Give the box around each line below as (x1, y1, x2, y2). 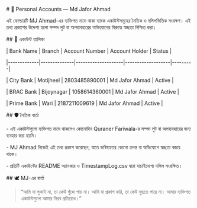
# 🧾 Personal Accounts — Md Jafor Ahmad (6, 6, 111, 12)
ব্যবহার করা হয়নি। (6, 132, 37, 139)
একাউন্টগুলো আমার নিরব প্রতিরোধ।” (20, 195, 82, 201)
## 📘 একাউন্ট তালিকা (6, 36, 45, 43)
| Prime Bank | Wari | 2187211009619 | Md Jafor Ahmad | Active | (6, 100, 163, 107)
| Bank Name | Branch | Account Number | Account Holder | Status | (6, 47, 172, 55)
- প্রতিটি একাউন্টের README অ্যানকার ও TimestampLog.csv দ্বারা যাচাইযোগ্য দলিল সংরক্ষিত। (6, 162, 183, 169)
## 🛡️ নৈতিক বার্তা (6, 111, 40, 119)
